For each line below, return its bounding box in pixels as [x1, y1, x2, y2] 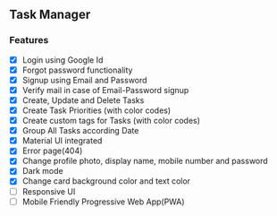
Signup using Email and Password [21, 74, 147, 85]
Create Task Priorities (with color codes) [21, 105, 172, 116]
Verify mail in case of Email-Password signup [21, 84, 189, 95]
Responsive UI [21, 186, 76, 196]
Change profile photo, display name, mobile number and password [21, 156, 268, 167]
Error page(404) [21, 145, 83, 156]
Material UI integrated [21, 135, 103, 146]
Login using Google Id [21, 54, 104, 65]
